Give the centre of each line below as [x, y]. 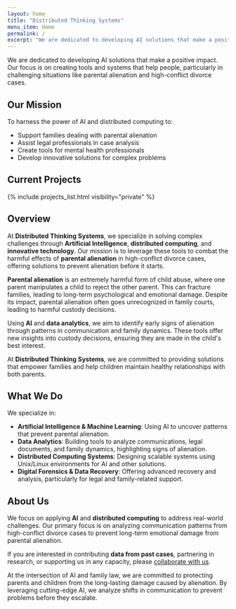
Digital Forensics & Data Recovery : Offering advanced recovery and [117, 472]
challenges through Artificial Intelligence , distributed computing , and [110, 243]
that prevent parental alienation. [64, 434]
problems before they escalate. [52, 598]
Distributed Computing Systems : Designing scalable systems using [116, 457]
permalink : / [26, 33]
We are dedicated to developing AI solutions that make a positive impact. [113, 60]
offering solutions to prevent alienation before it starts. [86, 265]
